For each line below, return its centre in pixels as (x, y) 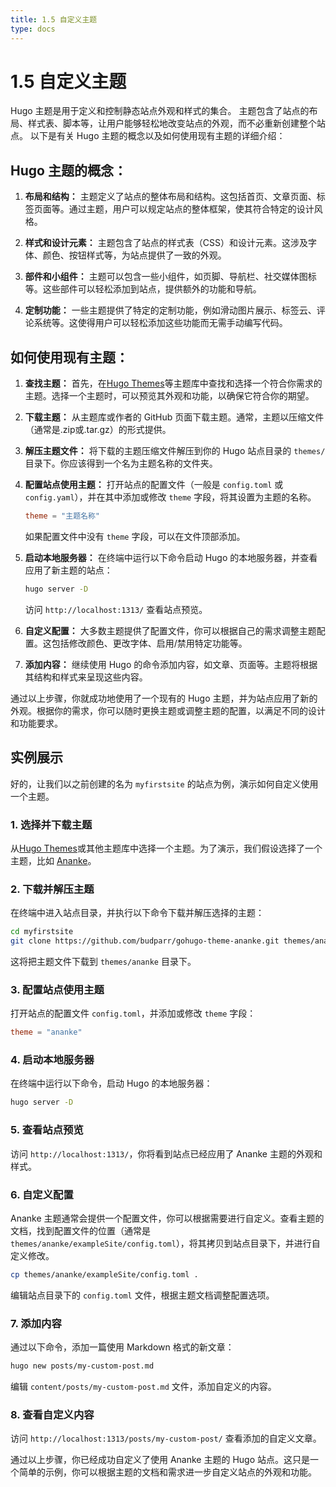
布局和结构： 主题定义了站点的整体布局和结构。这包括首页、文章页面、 (170, 197)
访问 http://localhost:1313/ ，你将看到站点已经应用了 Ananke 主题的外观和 (166, 1153)
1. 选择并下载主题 (51, 824)
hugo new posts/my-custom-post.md (82, 1366)
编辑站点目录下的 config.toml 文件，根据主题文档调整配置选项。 (142, 1295)
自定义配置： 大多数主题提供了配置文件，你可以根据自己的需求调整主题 (170, 630)
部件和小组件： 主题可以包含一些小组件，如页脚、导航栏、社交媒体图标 (170, 277)
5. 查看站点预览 (47, 1130)
